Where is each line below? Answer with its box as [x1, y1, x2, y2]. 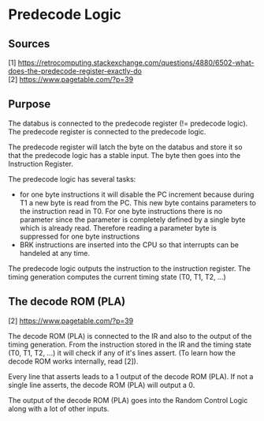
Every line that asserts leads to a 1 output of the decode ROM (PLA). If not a [8, 371, 254, 381]
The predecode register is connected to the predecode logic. [8, 126, 206, 136]
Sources [8, 37, 50, 51]
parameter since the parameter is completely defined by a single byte [19, 215, 246, 224]
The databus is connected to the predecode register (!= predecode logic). [8, 118, 248, 128]
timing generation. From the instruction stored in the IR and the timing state [8, 340, 252, 349]
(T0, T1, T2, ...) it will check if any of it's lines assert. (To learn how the [8, 348, 236, 357]
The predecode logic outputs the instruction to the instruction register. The [8, 263, 251, 273]
